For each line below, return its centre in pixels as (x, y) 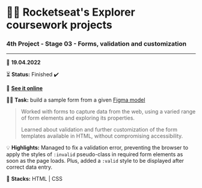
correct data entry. (29, 167)
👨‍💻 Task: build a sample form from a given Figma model (76, 100)
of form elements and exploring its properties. (78, 118)
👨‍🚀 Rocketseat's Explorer (71, 12)
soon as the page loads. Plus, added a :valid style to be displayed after (95, 161)
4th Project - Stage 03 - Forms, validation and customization (96, 44)
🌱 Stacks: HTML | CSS (35, 179)
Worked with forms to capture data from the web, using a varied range (108, 112)
